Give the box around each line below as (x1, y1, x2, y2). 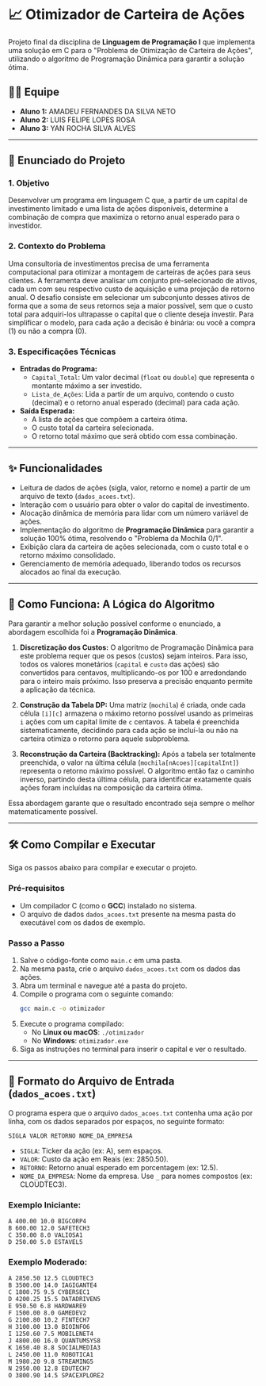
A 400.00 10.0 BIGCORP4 (8, 1218, 87, 1226)
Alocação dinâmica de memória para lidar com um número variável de (19, 508, 249, 517)
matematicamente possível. (8, 806, 98, 816)
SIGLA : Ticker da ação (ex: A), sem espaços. (19, 1146, 164, 1155)
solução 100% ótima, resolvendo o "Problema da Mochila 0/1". (19, 533, 223, 543)
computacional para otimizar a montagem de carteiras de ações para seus (8, 267, 251, 277)
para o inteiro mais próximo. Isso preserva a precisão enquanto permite (19, 676, 253, 685)
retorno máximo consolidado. (19, 550, 116, 559)
